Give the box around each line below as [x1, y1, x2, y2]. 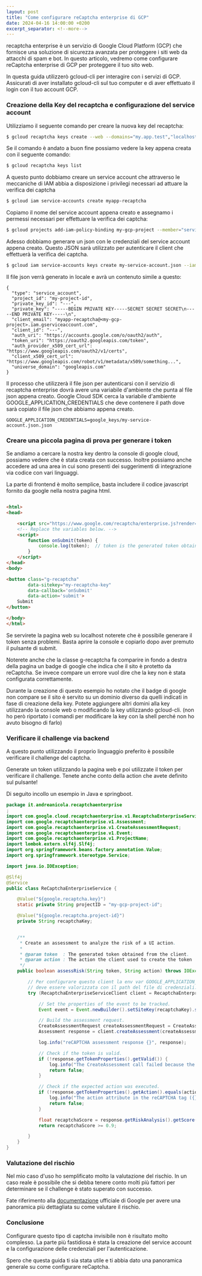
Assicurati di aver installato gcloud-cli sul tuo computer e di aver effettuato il [6, 80, 195, 87]
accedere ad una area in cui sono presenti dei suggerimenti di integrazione [6, 463, 192, 470]
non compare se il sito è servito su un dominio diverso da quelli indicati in [6, 693, 188, 701]
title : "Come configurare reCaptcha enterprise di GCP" [6, 14, 149, 20]
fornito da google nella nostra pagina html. [6, 487, 111, 495]
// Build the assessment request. [38, 1018, 125, 1024]
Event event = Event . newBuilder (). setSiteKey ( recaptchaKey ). [38, 1007, 195, 1013]
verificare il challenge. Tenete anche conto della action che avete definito [6, 772, 188, 780]
